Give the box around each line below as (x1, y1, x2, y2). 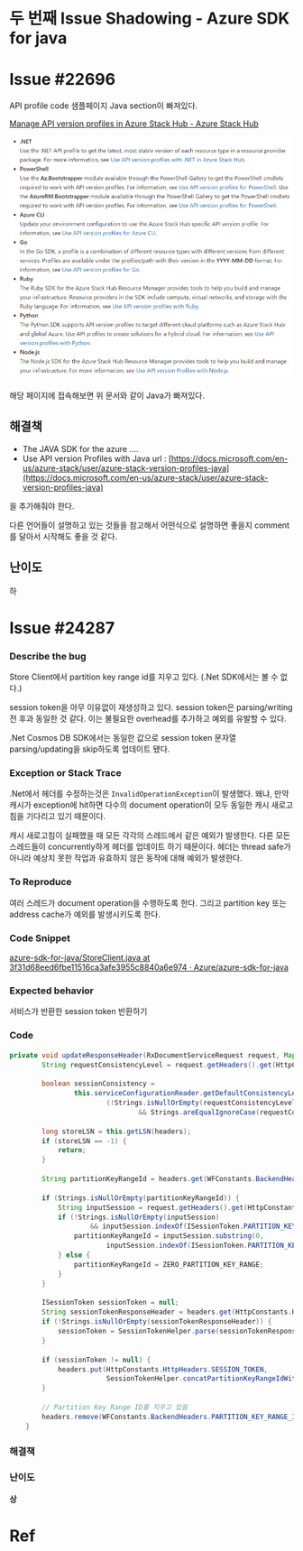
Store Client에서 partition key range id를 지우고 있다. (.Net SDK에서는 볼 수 (9, 671, 279, 682)
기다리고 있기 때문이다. (25, 811, 106, 822)
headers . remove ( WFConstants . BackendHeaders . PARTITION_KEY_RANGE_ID (41, 1412, 300, 1421)
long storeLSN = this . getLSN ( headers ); (41, 1127, 192, 1136)
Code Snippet (9, 931, 70, 944)
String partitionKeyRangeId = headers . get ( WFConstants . (41, 1175, 256, 1184)
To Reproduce (9, 876, 72, 889)
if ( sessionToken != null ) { (41, 1355, 151, 1364)
